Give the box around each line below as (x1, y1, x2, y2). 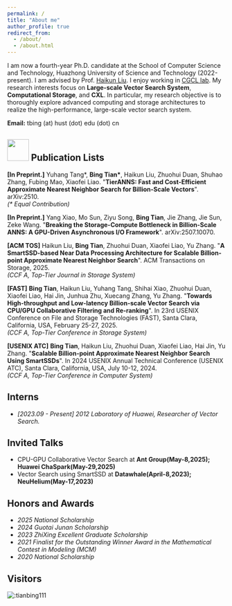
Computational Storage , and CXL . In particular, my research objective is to (7, 91, 222, 99)
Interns (7, 391, 39, 403)
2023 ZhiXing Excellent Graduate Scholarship (17, 531, 148, 539)
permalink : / (7, 10, 45, 17)
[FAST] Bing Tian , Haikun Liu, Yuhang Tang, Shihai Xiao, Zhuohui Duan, (7, 284, 212, 292)
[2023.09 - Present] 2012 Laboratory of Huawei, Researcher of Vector (17, 409, 218, 418)
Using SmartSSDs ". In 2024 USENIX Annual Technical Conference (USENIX (7, 356, 224, 364)
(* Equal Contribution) (7, 199, 71, 208)
